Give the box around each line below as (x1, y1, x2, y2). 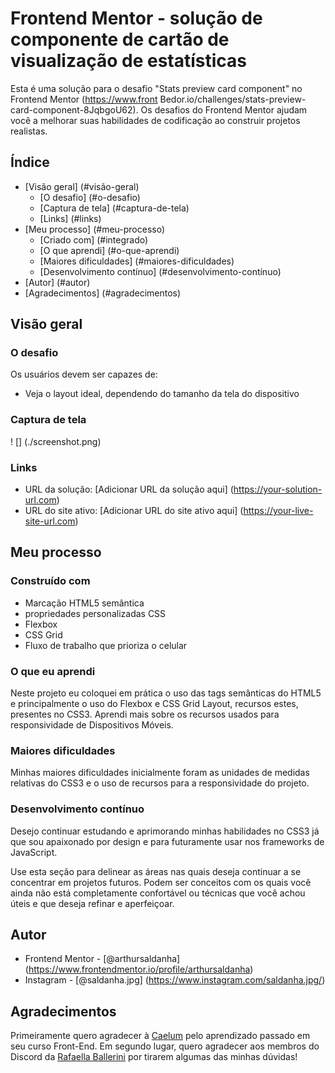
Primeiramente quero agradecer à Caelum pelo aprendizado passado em (10, 1030, 311, 1042)
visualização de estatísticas (10, 50, 248, 72)
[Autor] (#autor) (24, 276, 91, 288)
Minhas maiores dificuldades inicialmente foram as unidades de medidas (10, 767, 310, 779)
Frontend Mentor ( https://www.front (10, 93, 158, 105)
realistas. (10, 125, 48, 137)
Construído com (10, 574, 91, 588)
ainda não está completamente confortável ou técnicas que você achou (10, 887, 306, 899)
